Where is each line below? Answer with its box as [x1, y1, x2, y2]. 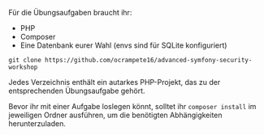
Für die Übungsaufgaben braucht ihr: [8, 8, 132, 17]
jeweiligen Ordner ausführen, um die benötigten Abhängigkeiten [8, 110, 223, 120]
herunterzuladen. [8, 119, 67, 129]
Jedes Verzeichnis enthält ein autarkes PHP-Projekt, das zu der [8, 78, 221, 86]
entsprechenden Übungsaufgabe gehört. [8, 86, 145, 95]
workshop [8, 63, 38, 71]
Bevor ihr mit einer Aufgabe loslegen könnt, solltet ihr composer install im [8, 102, 257, 111]
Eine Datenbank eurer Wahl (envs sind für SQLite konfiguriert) [19, 40, 227, 50]
